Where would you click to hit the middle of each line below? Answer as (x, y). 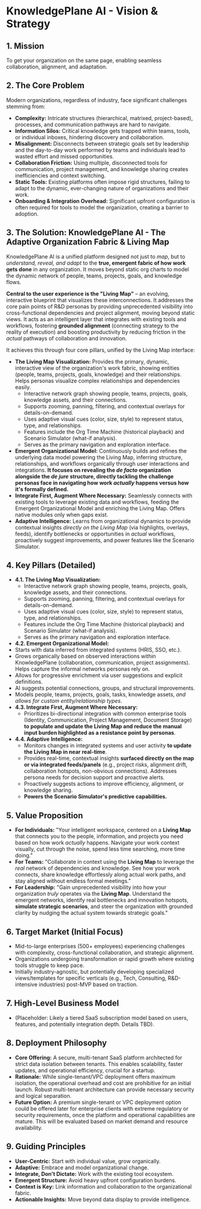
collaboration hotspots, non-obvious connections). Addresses (100, 771)
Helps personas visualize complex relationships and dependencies (97, 381)
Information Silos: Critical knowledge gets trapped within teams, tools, (103, 131)
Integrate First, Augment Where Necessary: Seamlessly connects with (103, 495)
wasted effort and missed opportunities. (64, 156)
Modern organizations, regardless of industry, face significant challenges (97, 100)
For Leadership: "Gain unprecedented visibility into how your (91, 887)
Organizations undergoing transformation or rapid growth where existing (104, 959)
